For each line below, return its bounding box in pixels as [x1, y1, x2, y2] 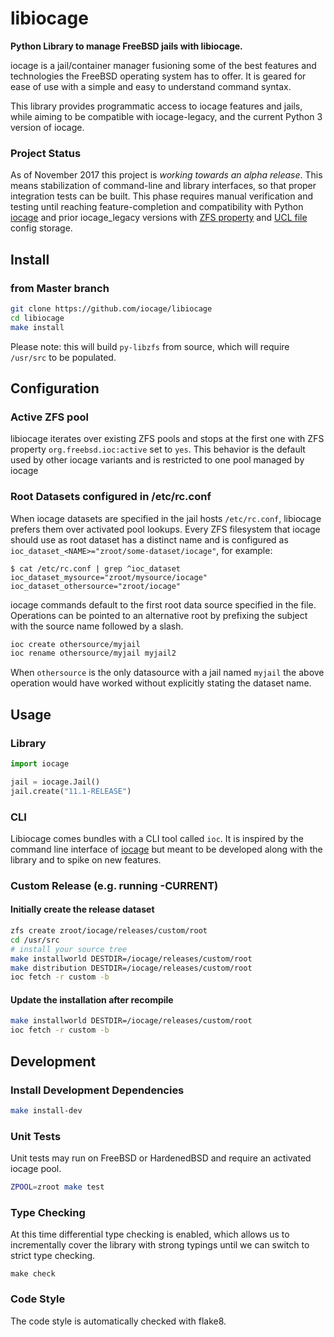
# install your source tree [10, 944, 128, 954]
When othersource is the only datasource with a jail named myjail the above [10, 667, 325, 679]
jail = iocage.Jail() [10, 777, 101, 787]
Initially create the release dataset [10, 903, 155, 916]
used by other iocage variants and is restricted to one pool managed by [10, 454, 305, 466]
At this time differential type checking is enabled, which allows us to [10, 1228, 290, 1241]
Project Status [10, 146, 82, 160]
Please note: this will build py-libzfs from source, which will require [10, 340, 290, 352]
